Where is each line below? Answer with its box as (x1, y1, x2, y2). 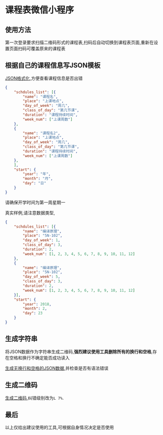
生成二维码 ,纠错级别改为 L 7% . (5, 395, 64, 401)
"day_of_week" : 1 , (23, 238, 60, 243)
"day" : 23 (23, 311, 43, 316)
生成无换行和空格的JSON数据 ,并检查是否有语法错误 (5, 365, 109, 371)
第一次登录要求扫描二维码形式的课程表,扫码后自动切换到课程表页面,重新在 (5, 40, 154, 45)
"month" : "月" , (23, 176, 53, 181)
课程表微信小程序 (5, 4, 75, 16)
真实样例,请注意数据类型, (5, 209, 55, 216)
